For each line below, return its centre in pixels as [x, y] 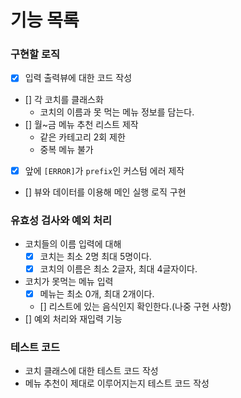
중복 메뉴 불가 [66, 149]
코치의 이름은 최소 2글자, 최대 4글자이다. [118, 268]
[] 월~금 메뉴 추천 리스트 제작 [81, 124]
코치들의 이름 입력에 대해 [73, 243]
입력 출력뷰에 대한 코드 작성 [78, 78]
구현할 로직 [35, 54]
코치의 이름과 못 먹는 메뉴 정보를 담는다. [117, 112]
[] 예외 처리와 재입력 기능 [73, 319]
